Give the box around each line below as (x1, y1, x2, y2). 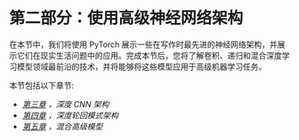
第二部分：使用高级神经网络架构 (9, 8, 244, 28)
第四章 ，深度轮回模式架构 (21, 110, 118, 121)
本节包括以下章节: (9, 80, 75, 90)
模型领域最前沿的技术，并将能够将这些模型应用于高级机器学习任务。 (16, 61, 267, 72)
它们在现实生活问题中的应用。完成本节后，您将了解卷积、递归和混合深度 (16, 50, 282, 60)
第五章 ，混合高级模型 (21, 121, 103, 131)
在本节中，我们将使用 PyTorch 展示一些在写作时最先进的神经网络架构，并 (9, 39, 278, 50)
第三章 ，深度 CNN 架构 (21, 98, 109, 109)
